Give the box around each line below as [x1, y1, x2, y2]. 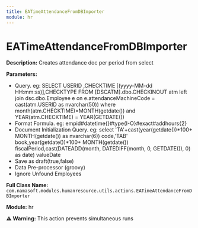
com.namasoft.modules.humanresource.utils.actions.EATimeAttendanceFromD [6, 188, 193, 194]
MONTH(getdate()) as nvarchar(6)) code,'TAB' [14, 133, 128, 140]
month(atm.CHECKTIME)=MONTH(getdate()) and [14, 107, 136, 114]
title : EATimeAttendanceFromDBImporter [6, 8, 105, 15]
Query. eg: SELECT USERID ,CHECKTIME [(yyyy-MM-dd [14, 82, 153, 89]
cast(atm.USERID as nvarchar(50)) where [14, 101, 116, 108]
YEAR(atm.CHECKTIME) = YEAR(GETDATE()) [14, 114, 124, 121]
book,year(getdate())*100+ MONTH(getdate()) [14, 139, 129, 146]
